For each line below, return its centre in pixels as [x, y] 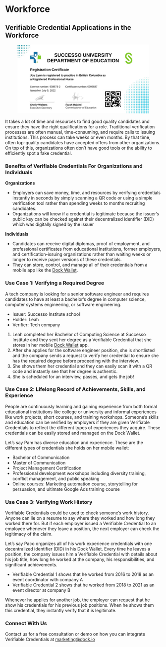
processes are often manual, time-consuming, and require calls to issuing [80, 132]
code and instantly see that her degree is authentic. [65, 371]
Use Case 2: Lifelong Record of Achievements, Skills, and [76, 389]
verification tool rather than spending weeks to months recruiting [79, 203]
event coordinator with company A [48, 580]
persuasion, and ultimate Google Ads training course [66, 489]
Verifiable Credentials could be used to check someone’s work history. [77, 513]
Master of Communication [39, 462]
